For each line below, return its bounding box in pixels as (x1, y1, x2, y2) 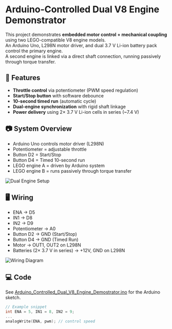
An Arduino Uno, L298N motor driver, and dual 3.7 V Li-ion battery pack (5, 42, 158, 48)
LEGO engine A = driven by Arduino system (12, 162, 105, 169)
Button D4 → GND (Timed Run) (12, 237, 79, 243)
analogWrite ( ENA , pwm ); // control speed (5, 319, 95, 324)
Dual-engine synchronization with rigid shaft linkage (12, 104, 126, 110)
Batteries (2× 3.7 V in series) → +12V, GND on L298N (12, 248, 125, 254)
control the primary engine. (5, 48, 63, 54)
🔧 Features (5, 73, 41, 83)
